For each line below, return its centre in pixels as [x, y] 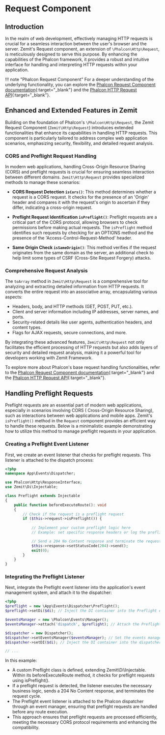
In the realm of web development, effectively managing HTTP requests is [79, 38]
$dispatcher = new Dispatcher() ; [39, 633]
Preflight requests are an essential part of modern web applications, [74, 405]
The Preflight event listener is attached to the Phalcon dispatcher [78, 702]
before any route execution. [40, 712]
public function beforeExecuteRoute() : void [60, 505]
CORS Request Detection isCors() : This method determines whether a [84, 192]
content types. [27, 327]
